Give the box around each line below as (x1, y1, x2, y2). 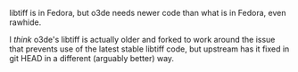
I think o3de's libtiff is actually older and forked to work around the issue (9, 35, 276, 44)
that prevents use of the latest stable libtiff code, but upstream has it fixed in (9, 44, 290, 54)
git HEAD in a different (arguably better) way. (9, 53, 175, 63)
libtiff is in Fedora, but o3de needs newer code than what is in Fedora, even (9, 8, 286, 18)
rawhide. (9, 17, 42, 28)
